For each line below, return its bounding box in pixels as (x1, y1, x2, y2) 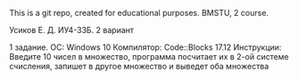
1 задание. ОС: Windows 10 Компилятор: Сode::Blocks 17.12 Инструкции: (9, 42, 282, 52)
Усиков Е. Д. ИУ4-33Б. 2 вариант (9, 25, 135, 35)
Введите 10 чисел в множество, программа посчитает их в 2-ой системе (9, 52, 289, 61)
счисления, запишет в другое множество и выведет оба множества (9, 61, 269, 71)
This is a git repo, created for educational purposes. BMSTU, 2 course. (9, 8, 269, 18)
